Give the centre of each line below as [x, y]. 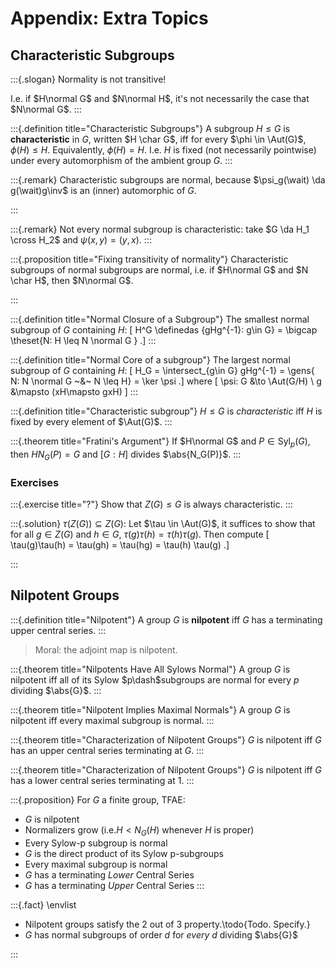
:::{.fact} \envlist [43, 904]
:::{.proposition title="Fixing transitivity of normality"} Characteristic [149, 259]
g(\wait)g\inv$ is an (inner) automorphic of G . [103, 190]
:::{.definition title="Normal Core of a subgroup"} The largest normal [150, 360]
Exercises [35, 482]
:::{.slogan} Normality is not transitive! [88, 79]
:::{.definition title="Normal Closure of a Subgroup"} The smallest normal [160, 319]
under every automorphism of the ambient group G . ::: [121, 160]
